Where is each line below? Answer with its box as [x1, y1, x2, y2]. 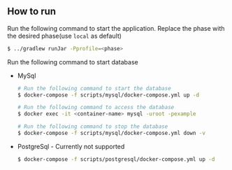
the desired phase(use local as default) [7, 31, 122, 40]
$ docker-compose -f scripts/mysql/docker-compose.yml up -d [17, 91, 200, 99]
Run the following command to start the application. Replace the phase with [7, 24, 225, 32]
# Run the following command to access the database [17, 104, 175, 111]
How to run [7, 6, 57, 17]
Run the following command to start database [7, 57, 138, 66]
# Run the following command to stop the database [17, 123, 168, 130]
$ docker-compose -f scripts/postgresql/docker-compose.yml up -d [17, 155, 215, 163]
